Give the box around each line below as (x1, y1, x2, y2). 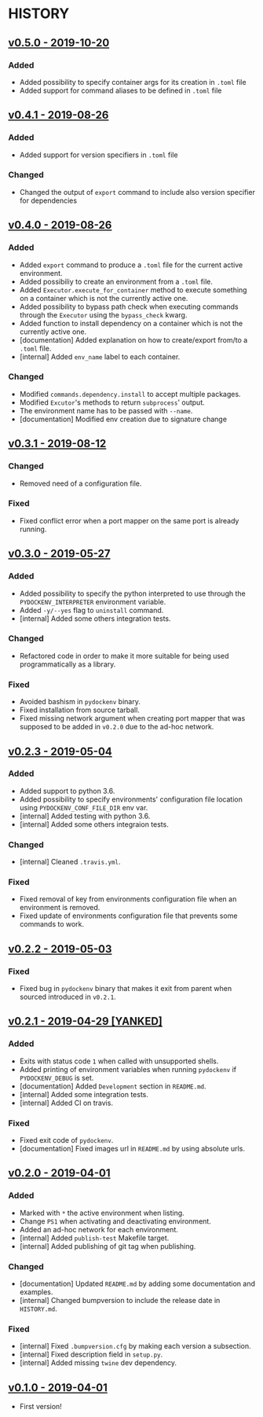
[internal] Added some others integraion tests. (19, 819, 169, 829)
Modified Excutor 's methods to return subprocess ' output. (19, 398, 206, 407)
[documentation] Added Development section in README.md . (19, 1081, 206, 1091)
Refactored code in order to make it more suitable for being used (19, 651, 229, 660)
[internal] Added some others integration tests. (19, 614, 171, 623)
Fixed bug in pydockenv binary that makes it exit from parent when (19, 984, 232, 993)
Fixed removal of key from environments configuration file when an (19, 894, 237, 904)
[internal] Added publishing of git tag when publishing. (19, 1241, 196, 1250)
